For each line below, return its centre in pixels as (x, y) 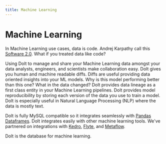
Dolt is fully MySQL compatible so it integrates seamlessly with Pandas (78, 115)
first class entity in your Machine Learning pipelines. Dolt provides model (80, 90)
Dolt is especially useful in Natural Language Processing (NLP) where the (81, 100)
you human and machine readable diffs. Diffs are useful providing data (78, 74)
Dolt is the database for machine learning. (48, 136)
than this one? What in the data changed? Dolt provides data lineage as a (80, 84)
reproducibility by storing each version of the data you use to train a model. (83, 95)
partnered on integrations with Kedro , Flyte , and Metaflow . (65, 126)
